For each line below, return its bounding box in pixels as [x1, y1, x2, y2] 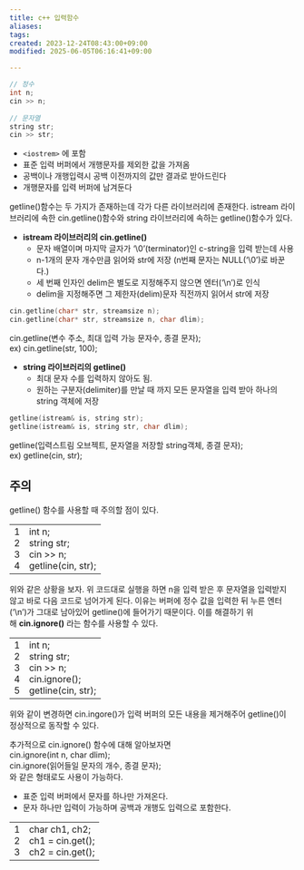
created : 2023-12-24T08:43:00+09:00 [9, 38, 148, 48]
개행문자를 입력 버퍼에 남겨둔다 [22, 182, 132, 193]
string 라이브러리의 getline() [22, 362, 127, 372]
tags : [9, 30, 30, 39]
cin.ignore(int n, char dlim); [9, 749, 111, 760]
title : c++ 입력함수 [9, 13, 80, 23]
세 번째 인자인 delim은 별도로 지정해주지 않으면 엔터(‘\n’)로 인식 [35, 278, 260, 288]
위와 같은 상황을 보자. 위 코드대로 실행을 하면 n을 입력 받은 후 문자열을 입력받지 [9, 583, 288, 594]
